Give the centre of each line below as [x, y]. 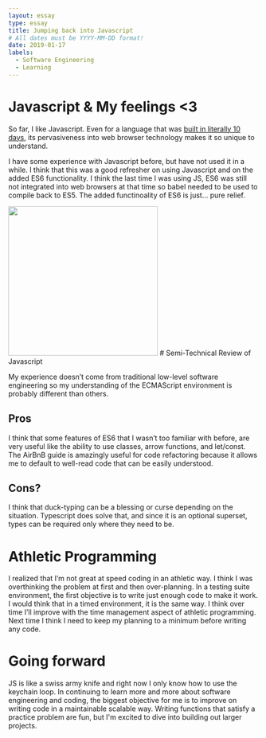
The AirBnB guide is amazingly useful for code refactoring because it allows [133, 455]
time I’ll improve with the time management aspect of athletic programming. [132, 612]
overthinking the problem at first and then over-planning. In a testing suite [129, 587]
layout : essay [32, 16]
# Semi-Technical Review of [205, 353]
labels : [21, 53]
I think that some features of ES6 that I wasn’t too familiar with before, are [129, 438]
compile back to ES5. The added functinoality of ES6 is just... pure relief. [127, 195]
